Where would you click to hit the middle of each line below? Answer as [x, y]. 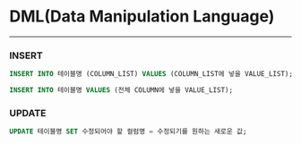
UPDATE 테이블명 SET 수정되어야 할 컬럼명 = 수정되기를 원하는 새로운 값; [128, 131]
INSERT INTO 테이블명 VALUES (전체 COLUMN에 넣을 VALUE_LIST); [121, 90]
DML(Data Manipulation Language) [142, 17]
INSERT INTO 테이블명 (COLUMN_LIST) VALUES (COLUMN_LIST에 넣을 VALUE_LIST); [151, 74]
